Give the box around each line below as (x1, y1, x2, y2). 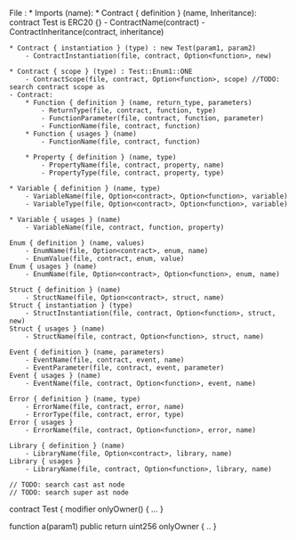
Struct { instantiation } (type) (9, 301, 133, 310)
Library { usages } (9, 457, 82, 466)
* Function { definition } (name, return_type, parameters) (25, 98, 252, 107)
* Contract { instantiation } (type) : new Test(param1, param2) (9, 44, 256, 53)
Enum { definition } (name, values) (9, 239, 145, 248)
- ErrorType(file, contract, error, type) (25, 410, 185, 419)
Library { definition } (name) (9, 441, 125, 450)
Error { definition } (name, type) (9, 395, 141, 404)
